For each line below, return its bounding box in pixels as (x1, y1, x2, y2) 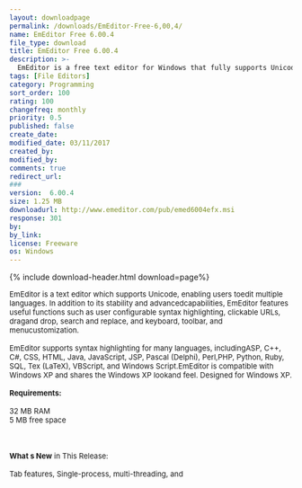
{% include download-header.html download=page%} (9, 271, 210, 283)
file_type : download (9, 38, 87, 48)
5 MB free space (9, 415, 67, 425)
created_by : (9, 146, 54, 155)
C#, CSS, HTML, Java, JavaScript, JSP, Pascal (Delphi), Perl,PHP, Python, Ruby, (9, 352, 285, 362)
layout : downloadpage (9, 13, 91, 22)
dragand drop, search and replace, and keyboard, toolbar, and (9, 316, 223, 326)
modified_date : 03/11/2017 (9, 138, 111, 147)
